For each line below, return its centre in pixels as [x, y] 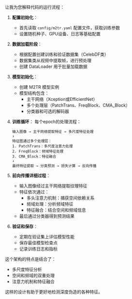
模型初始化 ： [25, 77]
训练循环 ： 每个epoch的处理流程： [46, 122]
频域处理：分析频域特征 [50, 204]
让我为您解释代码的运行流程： [35, 7]
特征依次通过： [34, 192]
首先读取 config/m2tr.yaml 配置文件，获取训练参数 [70, 28]
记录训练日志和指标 [38, 249]
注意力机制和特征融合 [33, 282]
